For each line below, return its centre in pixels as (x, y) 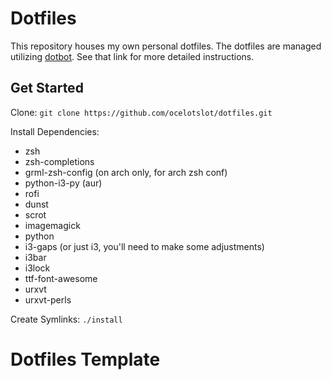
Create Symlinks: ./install (66, 319)
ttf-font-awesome (61, 278)
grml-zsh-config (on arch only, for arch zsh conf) (126, 172)
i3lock (37, 268)
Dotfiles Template (85, 359)
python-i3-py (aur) (63, 183)
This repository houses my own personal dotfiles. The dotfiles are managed (166, 46)
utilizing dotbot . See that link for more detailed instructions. (132, 56)
